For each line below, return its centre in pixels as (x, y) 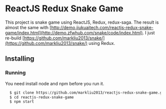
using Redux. (102, 43)
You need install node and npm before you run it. (55, 83)
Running (16, 73)
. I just (149, 33)
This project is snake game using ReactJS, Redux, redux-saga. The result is (82, 22)
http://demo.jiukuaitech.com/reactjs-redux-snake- (103, 27)
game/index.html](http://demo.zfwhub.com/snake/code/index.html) (74, 33)
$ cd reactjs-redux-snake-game (42, 97)
